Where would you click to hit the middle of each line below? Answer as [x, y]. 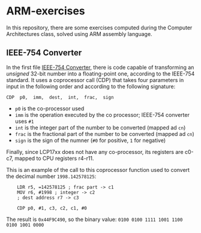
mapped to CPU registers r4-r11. [54, 158]
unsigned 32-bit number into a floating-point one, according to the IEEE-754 [100, 74]
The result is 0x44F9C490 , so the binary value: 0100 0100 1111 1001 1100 [94, 219]
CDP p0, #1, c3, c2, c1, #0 [52, 208]
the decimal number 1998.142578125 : [51, 176]
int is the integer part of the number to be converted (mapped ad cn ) [100, 128]
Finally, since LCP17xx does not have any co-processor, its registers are [95, 152]
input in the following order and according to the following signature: [91, 86]
